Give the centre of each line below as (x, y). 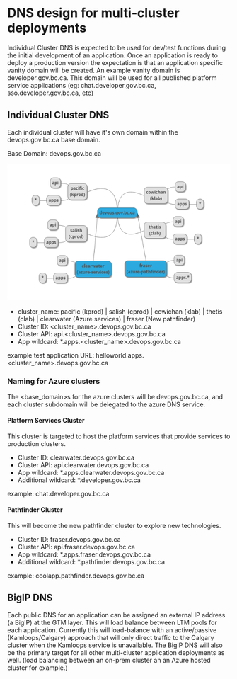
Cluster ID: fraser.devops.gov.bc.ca (69, 539)
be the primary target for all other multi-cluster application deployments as (116, 652)
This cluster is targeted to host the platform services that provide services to (119, 436)
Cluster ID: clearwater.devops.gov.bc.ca (76, 457)
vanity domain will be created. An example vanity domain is (94, 70)
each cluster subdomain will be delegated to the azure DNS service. (106, 404)
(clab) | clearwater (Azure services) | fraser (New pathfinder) (106, 319)
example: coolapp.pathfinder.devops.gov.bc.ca (76, 576)
